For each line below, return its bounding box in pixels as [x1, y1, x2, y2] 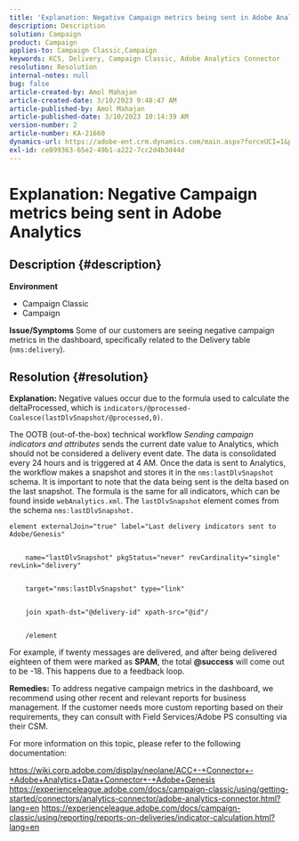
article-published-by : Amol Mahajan [9, 104, 145, 113]
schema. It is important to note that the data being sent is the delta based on [9, 477, 289, 487]
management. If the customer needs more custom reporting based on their [9, 702, 284, 713]
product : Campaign [9, 37, 77, 47]
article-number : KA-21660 [9, 129, 105, 138]
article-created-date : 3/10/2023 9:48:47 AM [9, 95, 177, 105]
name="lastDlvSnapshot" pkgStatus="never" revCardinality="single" [25, 553, 280, 562]
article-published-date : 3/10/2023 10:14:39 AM [9, 112, 190, 121]
